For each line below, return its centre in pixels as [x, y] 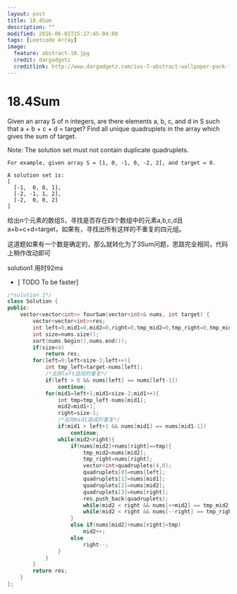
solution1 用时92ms [35, 268]
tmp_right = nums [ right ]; [118, 459]
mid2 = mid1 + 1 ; [77, 407]
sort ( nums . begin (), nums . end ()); [80, 341]
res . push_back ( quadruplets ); [126, 499]
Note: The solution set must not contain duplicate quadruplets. [98, 150]
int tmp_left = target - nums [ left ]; [94, 367]
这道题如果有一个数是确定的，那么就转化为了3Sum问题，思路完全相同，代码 [118, 244]
